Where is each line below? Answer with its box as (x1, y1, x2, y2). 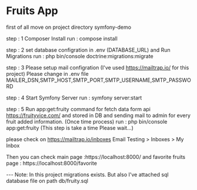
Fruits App (6, 4, 58, 18)
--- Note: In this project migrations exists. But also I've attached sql (6, 171, 169, 178)
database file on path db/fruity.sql (6, 177, 88, 184)
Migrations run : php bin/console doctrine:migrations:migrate (6, 52, 154, 59)
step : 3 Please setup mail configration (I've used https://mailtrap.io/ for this (6, 64, 189, 71)
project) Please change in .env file (6, 70, 89, 77)
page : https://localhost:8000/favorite (6, 159, 97, 166)
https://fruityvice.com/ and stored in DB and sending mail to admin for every (6, 112, 191, 119)
